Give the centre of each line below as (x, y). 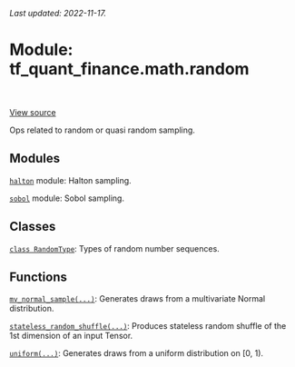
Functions (39, 277)
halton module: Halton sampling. (70, 180)
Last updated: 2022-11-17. (58, 13)
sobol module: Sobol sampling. (67, 198)
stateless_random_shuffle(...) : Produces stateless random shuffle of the (148, 326)
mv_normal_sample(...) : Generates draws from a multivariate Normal (138, 299)
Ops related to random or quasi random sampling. (102, 130)
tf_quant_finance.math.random (129, 69)
